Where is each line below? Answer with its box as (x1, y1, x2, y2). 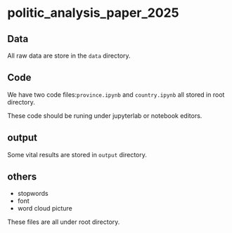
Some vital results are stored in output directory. (7, 150, 148, 159)
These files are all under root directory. (7, 218, 120, 226)
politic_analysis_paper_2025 (7, 5, 179, 21)
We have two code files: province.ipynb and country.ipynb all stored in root (7, 90, 225, 99)
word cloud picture (17, 204, 72, 213)
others (7, 171, 37, 183)
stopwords (17, 189, 49, 198)
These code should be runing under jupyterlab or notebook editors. (7, 111, 202, 120)
